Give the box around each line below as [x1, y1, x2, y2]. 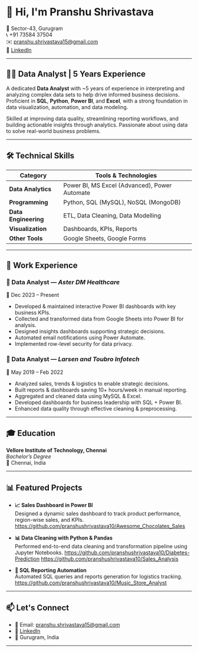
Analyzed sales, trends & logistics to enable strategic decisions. [14, 380, 170, 387]
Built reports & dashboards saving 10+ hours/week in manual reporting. [14, 386, 187, 393]
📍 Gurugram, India [14, 633, 60, 641]
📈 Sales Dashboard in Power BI [14, 502, 93, 509]
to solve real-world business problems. [6, 127, 101, 134]
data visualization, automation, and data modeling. [6, 103, 128, 111]
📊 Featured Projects [6, 482, 82, 492]
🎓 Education [6, 428, 56, 438]
